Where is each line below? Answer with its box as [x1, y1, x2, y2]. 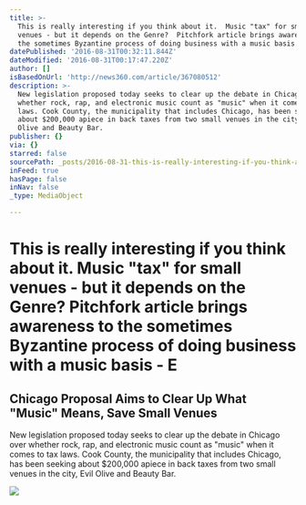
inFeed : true [9, 166, 59, 175]
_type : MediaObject [9, 191, 84, 201]
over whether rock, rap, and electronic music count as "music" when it [9, 439, 275, 449]
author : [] [9, 65, 51, 74]
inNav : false [9, 183, 59, 192]
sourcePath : [9, 157, 55, 167]
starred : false [9, 149, 67, 158]
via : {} [9, 140, 39, 149]
